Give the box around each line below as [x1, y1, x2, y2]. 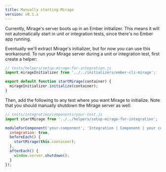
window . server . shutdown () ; [14, 153, 70, 158]
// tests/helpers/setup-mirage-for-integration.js [5, 65, 112, 71]
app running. [5, 36, 31, 42]
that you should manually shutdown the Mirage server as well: [5, 102, 131, 108]
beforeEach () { [9, 134, 41, 140]
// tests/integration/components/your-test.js [5, 112, 103, 117]
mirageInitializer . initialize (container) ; [9, 84, 98, 89]
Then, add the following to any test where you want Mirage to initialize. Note [5, 97, 161, 103]
